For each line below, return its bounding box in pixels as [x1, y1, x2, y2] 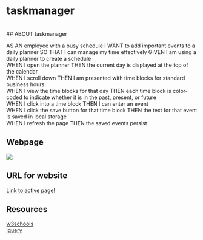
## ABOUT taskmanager [6, 30, 68, 37]
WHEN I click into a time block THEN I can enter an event [6, 100, 148, 107]
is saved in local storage [6, 113, 67, 120]
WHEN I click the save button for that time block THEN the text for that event [6, 106, 198, 114]
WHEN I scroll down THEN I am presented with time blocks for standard [6, 74, 185, 81]
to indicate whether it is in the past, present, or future [23, 94, 156, 101]
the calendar [6, 67, 38, 75]
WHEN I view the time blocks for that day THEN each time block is [6, 87, 171, 94]
